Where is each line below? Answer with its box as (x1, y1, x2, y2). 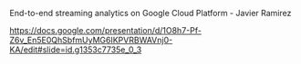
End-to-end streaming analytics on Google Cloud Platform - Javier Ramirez (9, 8, 292, 18)
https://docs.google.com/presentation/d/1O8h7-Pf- (9, 25, 202, 35)
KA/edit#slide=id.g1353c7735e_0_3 (9, 44, 142, 55)
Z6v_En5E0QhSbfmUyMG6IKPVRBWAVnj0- (9, 35, 173, 45)
